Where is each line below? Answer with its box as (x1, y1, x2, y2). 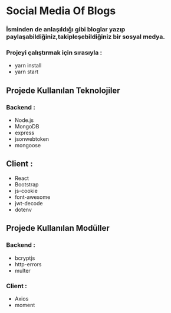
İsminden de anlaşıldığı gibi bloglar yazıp (6, 25, 126, 34)
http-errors (14, 260, 42, 267)
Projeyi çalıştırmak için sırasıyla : (6, 49, 103, 57)
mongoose (14, 142, 41, 149)
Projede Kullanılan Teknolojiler (6, 85, 120, 95)
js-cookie (14, 187, 38, 194)
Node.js (14, 117, 34, 124)
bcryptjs (14, 254, 35, 262)
